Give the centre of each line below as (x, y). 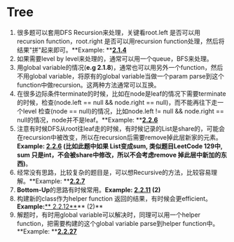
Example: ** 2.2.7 (60, 181)
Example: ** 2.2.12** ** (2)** (60, 206)
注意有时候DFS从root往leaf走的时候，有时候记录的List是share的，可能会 (121, 128)
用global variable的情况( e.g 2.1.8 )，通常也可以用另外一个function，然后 (120, 67)
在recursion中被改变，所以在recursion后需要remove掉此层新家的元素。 (119, 137)
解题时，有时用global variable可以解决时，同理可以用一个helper (109, 215)
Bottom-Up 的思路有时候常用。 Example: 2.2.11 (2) (89, 190)
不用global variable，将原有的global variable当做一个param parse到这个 (121, 76)
